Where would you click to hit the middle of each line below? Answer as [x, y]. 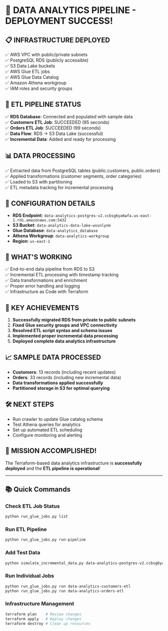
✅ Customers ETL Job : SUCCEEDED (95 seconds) [57, 122]
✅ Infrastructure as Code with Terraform [47, 292]
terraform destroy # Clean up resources [48, 623]
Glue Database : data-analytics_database [55, 231]
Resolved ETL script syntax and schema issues [62, 331]
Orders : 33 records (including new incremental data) [67, 377]
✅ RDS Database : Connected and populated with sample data [69, 116]
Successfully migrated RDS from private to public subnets [74, 320]
